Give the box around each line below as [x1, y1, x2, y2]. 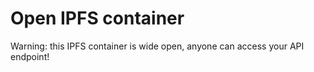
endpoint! [10, 50, 50, 62]
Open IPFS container [10, 7, 185, 30]
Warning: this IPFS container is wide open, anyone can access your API [10, 40, 305, 52]
